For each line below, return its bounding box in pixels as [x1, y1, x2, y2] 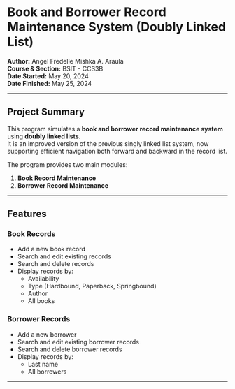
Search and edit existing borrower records [17, 337, 140, 346]
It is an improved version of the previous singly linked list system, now [7, 139, 209, 147]
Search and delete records [17, 260, 94, 268]
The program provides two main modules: [7, 160, 128, 168]
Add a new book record [17, 245, 86, 254]
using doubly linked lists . [7, 132, 81, 140]
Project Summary [7, 106, 85, 118]
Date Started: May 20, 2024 [7, 71, 89, 80]
